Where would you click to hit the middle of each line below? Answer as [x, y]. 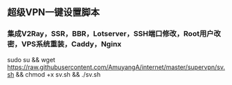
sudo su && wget [31, 59]
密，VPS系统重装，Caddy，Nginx [64, 44]
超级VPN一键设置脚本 [54, 12]
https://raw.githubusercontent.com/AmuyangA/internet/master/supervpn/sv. [116, 67]
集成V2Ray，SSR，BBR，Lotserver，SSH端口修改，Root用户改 [114, 34]
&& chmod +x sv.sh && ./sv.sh [58, 74]
